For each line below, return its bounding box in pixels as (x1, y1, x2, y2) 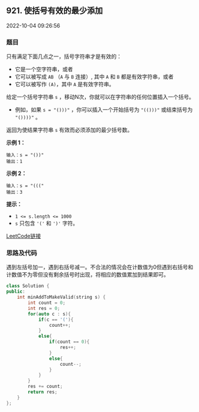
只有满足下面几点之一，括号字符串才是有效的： (6, 53, 122, 60)
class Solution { (6, 283, 50, 289)
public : (6, 288, 26, 295)
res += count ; (28, 383, 63, 390)
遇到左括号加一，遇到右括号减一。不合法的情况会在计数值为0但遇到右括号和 (6, 263, 194, 271)
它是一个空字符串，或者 (14, 65, 73, 73)
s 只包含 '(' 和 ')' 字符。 (14, 219, 79, 227)
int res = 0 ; (28, 305, 61, 311)
